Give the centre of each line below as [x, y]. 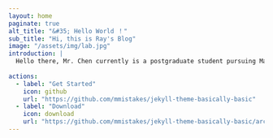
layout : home [30, 16]
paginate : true [34, 24]
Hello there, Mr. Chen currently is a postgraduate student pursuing [136, 62]
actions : [23, 76]
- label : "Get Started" [56, 84]
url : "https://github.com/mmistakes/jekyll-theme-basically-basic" [139, 99]
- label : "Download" [50, 106]
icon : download [49, 114]
